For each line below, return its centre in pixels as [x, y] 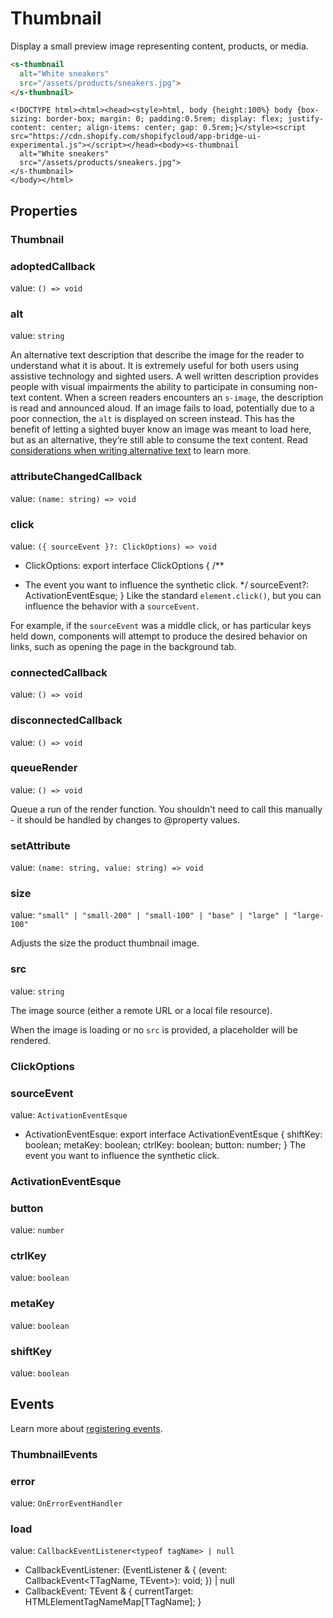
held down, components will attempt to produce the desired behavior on [159, 636]
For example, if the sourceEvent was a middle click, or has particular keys [161, 625]
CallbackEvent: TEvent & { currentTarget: [109, 1591]
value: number [37, 1230]
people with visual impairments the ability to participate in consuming [153, 387]
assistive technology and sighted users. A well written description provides [165, 376]
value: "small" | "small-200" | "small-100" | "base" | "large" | [149, 915]
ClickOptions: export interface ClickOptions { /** [124, 565]
